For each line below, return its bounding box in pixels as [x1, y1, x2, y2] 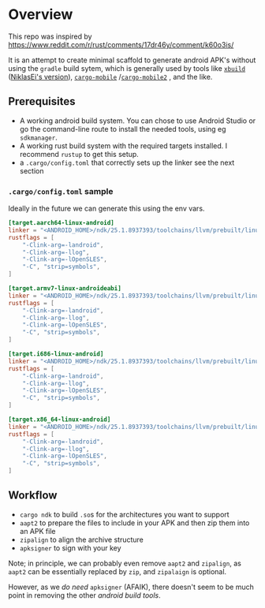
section [19, 166, 44, 175]
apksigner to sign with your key [19, 543, 121, 553]
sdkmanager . [19, 132, 58, 142]
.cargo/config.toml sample [8, 185, 114, 196]
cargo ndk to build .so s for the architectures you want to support [19, 509, 230, 519]
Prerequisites [8, 95, 76, 108]
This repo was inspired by [8, 32, 92, 41]
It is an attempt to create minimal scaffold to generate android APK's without [8, 55, 256, 65]
